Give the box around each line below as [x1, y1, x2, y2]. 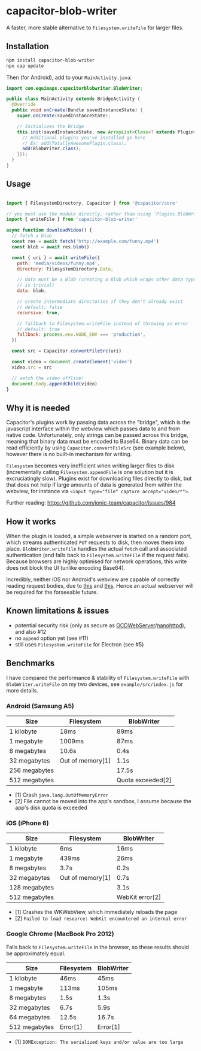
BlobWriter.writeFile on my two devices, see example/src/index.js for [6, 681, 184, 688]
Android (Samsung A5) [6, 701, 75, 710]
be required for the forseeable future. [6, 588, 98, 596]
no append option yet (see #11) [14, 634, 89, 642]
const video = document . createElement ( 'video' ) [11, 359, 133, 365]
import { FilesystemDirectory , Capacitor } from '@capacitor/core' [6, 200, 178, 206]
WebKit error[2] [116, 893, 162, 901]
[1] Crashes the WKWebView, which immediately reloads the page [14, 909, 178, 916]
